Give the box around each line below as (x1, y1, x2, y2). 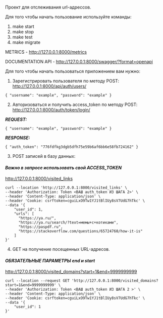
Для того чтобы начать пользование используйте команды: (5, 14, 132, 19)
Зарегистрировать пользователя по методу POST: (12, 78, 119, 84)
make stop (12, 29, 34, 34)
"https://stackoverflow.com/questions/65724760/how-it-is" (18, 229, 143, 234)
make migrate (12, 39, 41, 45)
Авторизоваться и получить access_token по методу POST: (12, 102, 138, 107)
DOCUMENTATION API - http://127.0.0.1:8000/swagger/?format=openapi (5, 59, 153, 64)
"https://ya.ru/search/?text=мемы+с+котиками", (18, 220, 119, 225)
